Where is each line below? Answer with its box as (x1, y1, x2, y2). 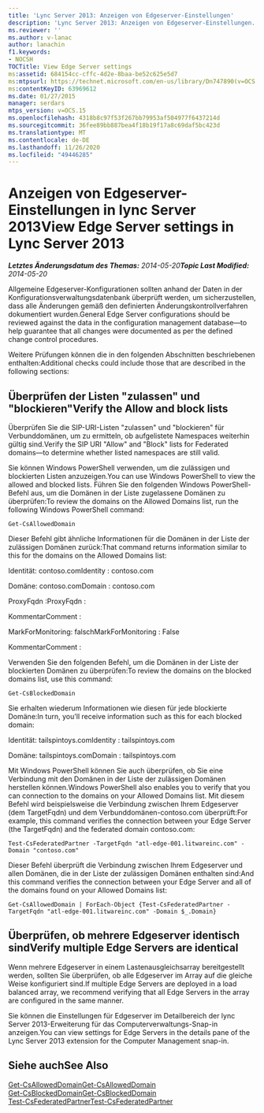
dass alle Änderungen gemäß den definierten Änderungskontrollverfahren (8, 301, 248, 311)
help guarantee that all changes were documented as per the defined (8, 326, 233, 336)
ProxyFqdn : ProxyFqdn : (8, 596, 87, 606)
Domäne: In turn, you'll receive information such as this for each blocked (8, 712, 243, 721)
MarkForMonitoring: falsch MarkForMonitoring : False (8, 627, 180, 636)
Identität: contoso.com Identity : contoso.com (8, 566, 154, 575)
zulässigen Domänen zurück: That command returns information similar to (8, 543, 247, 551)
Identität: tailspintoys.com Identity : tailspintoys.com (8, 736, 176, 744)
